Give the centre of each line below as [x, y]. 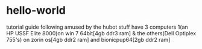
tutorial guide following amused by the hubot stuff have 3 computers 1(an [97, 27]
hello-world [36, 10]
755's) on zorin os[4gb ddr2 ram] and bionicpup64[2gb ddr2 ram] [88, 39]
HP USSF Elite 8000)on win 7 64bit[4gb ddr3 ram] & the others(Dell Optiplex [101, 33]
